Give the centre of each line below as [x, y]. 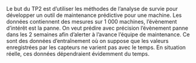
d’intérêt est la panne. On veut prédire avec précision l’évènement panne [97, 28]
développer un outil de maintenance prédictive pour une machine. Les [94, 15]
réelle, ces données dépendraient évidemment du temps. [78, 54]
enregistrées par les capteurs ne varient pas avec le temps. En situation [96, 47]
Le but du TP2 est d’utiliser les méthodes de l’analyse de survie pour [92, 9]
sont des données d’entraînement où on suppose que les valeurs [88, 41]
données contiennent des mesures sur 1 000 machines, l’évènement [92, 22]
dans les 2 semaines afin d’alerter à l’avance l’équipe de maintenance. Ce [98, 35]
